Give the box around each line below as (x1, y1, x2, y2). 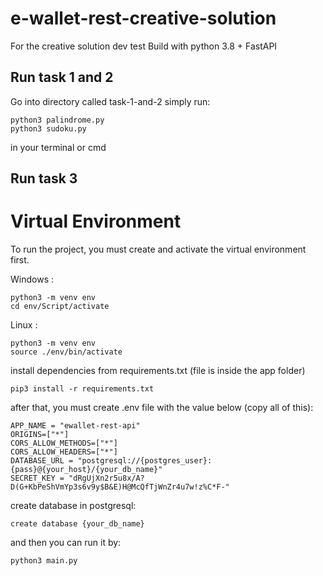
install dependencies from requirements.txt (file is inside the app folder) (10, 365, 306, 377)
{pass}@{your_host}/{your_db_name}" (10, 465, 163, 475)
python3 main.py (10, 556, 78, 566)
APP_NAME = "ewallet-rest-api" (10, 421, 141, 431)
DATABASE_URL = (10, 456, 74, 466)
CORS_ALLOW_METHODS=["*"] (10, 438, 118, 449)
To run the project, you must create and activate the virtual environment (10, 243, 307, 256)
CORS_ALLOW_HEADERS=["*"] (10, 447, 118, 457)
